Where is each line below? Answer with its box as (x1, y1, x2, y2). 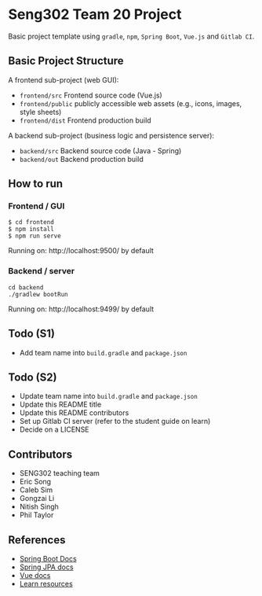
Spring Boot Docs (19, 554, 77, 563)
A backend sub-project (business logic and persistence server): (8, 131, 214, 140)
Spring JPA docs (19, 562, 74, 572)
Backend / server (8, 266, 75, 277)
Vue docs (19, 570, 51, 579)
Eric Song (19, 477, 52, 487)
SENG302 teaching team (19, 469, 100, 478)
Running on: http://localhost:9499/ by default (8, 304, 155, 314)
